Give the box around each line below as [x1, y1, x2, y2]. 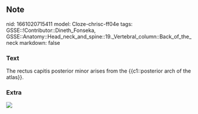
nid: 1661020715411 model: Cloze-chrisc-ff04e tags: [6, 20, 133, 27]
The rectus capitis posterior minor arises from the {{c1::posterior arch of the [6, 67, 191, 74]
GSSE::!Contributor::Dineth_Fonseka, [6, 27, 96, 34]
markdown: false [20, 39, 60, 46]
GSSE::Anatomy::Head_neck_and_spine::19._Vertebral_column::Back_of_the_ [6, 32, 191, 40]
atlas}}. [6, 74, 24, 81]
